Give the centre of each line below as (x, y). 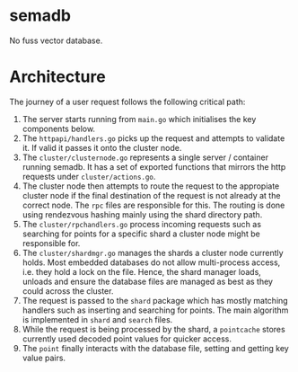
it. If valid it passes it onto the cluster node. (102, 147)
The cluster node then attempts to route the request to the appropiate (151, 186)
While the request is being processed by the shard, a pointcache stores (153, 329)
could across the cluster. (68, 291)
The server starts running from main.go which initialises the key (139, 119)
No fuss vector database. (56, 40)
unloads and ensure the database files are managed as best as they (148, 281)
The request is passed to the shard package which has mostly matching (155, 300)
